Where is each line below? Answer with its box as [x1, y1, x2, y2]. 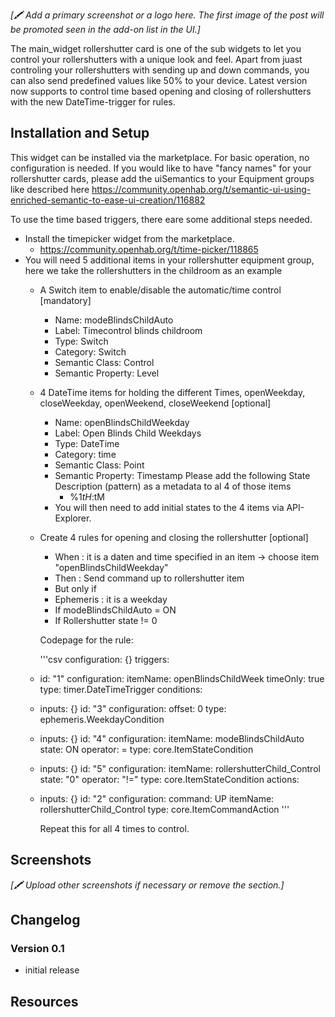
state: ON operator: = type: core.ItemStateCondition [39, 743, 254, 755]
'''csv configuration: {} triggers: [39, 653, 170, 665]
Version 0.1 [10, 941, 65, 955]
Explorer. [54, 512, 92, 524]
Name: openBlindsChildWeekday [54, 416, 190, 428]
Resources [10, 993, 79, 1010]
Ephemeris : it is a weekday [54, 593, 168, 605]
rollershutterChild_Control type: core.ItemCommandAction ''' [39, 803, 290, 815]
